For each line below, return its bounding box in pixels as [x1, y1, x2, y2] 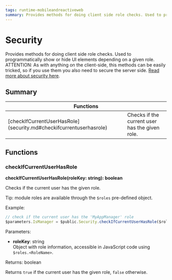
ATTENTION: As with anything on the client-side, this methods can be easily [5, 62, 166, 68]
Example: [5, 204, 25, 211]
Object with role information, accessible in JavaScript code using [12, 244, 150, 250]
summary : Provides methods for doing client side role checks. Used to [5, 12, 161, 17]
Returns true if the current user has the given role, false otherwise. [5, 269, 148, 275]
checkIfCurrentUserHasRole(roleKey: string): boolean [5, 175, 123, 181]
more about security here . [5, 73, 60, 79]
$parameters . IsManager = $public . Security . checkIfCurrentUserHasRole [5, 219, 157, 224]
